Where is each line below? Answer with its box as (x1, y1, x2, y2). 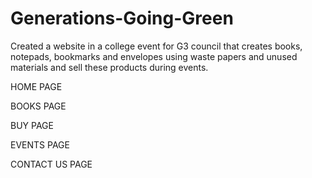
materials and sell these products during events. (10, 61, 209, 73)
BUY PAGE (10, 119, 54, 131)
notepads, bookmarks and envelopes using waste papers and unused (10, 50, 298, 62)
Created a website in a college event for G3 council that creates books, (10, 40, 303, 52)
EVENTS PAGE (10, 138, 70, 151)
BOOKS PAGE (10, 100, 67, 112)
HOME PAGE (10, 80, 63, 92)
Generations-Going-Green (10, 7, 234, 30)
